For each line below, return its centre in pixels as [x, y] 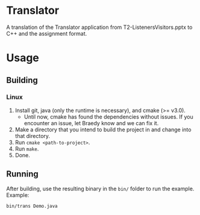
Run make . [27, 149]
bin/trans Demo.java [32, 206]
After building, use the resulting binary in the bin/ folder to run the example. [100, 189]
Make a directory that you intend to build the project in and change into [103, 129]
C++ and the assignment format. [47, 33]
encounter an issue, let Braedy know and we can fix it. [91, 123]
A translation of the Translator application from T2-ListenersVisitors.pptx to [99, 27]
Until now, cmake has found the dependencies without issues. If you [109, 117]
